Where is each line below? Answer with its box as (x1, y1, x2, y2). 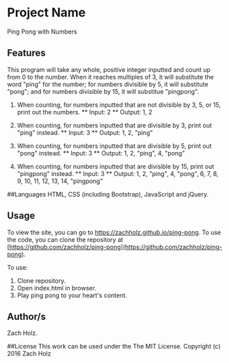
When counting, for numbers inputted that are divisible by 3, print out (16, 121, 212, 129)
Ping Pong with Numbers (7, 27, 77, 36)
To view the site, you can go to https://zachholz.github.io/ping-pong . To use (7, 228, 221, 236)
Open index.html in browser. (16, 284, 97, 292)
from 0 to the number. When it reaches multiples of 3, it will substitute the (7, 73, 214, 81)
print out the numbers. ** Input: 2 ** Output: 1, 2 (16, 108, 152, 116)
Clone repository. (16, 276, 66, 285)
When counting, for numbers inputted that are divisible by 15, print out (16, 162, 215, 171)
